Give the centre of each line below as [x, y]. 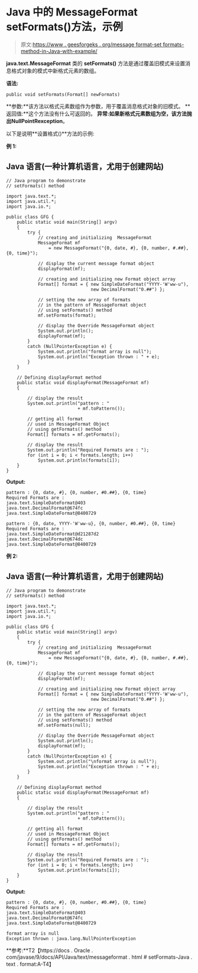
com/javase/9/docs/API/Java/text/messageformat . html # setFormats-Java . [99, 957]
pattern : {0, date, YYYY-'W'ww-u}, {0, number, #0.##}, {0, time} [91, 523]
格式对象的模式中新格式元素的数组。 [55, 70]
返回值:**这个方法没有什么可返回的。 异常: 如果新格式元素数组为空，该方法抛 [99, 114]
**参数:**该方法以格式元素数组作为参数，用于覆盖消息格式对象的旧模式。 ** [98, 106]
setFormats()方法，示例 [64, 27]
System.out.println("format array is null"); [95, 352]
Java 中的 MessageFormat [72, 12]
